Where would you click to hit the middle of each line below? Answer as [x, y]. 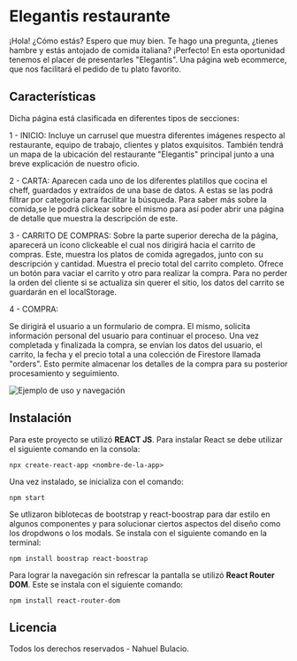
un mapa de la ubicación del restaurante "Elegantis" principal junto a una [142, 154]
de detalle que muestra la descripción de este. [94, 218]
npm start [27, 497]
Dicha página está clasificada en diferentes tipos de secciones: [124, 118]
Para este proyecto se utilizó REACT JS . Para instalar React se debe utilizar [146, 439]
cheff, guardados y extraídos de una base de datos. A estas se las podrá [141, 190]
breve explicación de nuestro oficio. [74, 163]
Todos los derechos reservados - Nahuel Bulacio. [99, 649]
